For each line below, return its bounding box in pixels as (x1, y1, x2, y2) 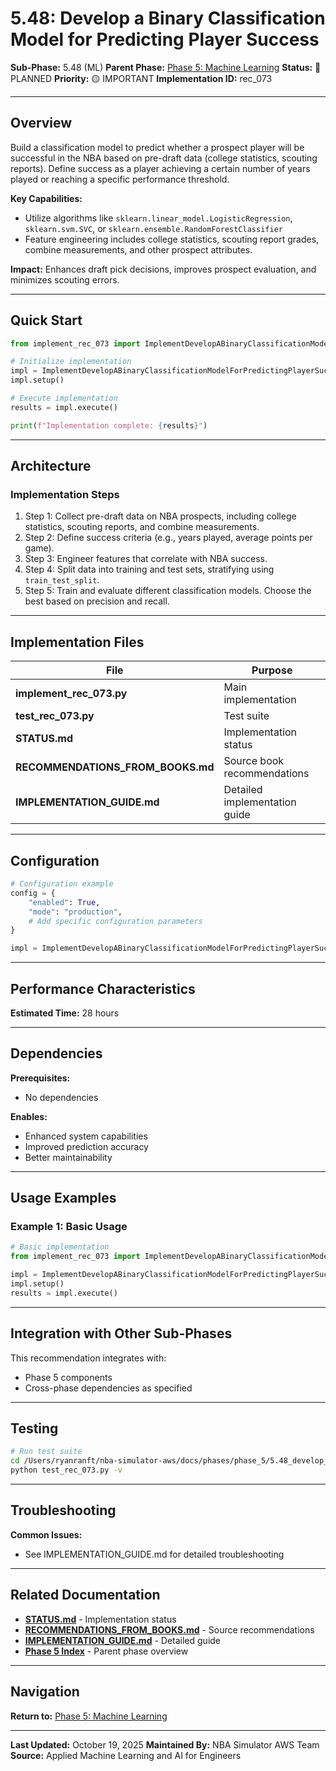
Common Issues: (10, 1528, 83, 1541)
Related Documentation (10, 1587, 161, 1604)
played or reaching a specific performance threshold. (10, 173, 230, 185)
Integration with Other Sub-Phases (10, 1325, 233, 1342)
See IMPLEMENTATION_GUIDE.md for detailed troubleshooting (24, 1548, 285, 1560)
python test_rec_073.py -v (10, 1465, 123, 1476)
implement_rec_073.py (15, 687, 128, 701)
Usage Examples (10, 1190, 117, 1207)
